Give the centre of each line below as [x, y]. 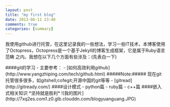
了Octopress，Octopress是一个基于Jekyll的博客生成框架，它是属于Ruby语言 [85, 50]
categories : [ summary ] [29, 29]
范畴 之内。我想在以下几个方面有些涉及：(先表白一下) [61, 57]
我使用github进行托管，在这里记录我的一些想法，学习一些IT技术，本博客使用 [85, 44]
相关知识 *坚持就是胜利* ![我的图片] [47, 93]
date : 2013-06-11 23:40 [31, 19]
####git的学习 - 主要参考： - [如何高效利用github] [58, 68]
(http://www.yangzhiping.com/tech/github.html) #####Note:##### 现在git [83, 74]
